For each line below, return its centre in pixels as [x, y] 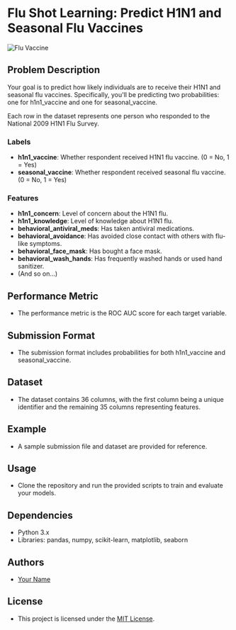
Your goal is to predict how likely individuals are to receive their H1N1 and [114, 87]
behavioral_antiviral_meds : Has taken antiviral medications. [106, 229]
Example [27, 429]
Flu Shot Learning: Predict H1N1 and [114, 13]
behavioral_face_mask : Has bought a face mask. [90, 251]
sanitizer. [31, 266]
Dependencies [40, 515]
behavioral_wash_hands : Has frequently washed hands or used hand [120, 259]
